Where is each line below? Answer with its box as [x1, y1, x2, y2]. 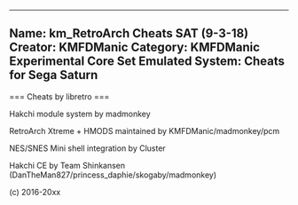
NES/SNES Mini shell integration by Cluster [9, 143, 166, 154]
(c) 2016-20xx [9, 186, 61, 197]
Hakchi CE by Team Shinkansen [9, 160, 126, 170]
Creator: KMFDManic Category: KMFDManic [9, 40, 260, 55]
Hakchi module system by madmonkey [9, 108, 151, 119]
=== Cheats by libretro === [9, 91, 110, 102]
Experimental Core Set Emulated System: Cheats [9, 54, 286, 69]
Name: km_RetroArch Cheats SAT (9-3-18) [9, 26, 249, 41]
